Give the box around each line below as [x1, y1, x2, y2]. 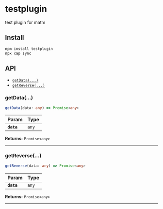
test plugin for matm [5, 19, 46, 25]
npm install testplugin [5, 46, 53, 51]
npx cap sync [5, 51, 32, 56]
